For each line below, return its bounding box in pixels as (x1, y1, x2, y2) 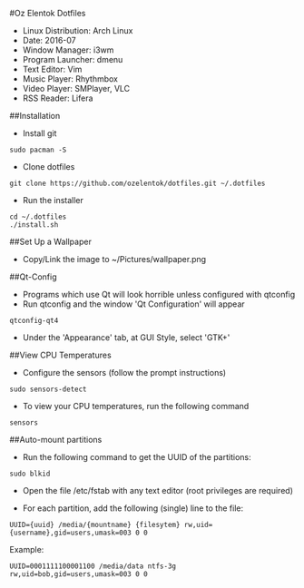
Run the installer (22, 195, 84, 205)
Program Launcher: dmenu (22, 54, 123, 64)
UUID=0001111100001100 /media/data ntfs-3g (9, 562, 177, 571)
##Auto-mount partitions (9, 435, 103, 445)
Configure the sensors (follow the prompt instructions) (22, 367, 227, 377)
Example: (9, 544, 44, 554)
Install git (22, 128, 57, 139)
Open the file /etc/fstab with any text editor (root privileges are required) (22, 485, 293, 495)
